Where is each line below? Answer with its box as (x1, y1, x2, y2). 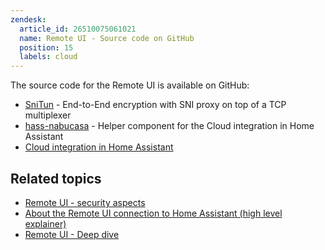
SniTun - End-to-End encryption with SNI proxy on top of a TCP (24, 99, 287, 111)
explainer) (24, 217, 67, 230)
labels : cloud (19, 52, 78, 62)
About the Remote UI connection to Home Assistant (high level (24, 207, 283, 219)
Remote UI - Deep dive (24, 228, 120, 240)
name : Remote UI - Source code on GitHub (19, 33, 195, 43)
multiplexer (24, 109, 72, 121)
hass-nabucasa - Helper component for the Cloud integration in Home (24, 120, 315, 132)
